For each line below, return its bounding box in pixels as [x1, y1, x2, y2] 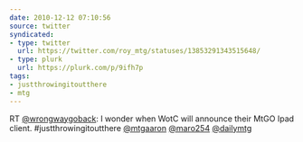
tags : [9, 72, 30, 81]
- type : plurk [9, 55, 63, 64]
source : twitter [9, 22, 71, 31]
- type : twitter [9, 38, 71, 48]
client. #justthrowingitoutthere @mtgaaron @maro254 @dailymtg [9, 122, 252, 133]
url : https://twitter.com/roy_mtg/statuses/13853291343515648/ [17, 47, 260, 56]
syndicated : [9, 30, 54, 39]
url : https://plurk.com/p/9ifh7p [17, 64, 144, 73]
